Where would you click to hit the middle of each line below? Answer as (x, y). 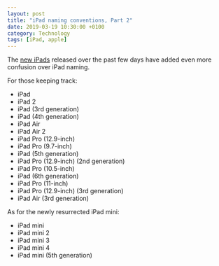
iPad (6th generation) (48, 176)
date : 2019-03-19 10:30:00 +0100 (56, 27)
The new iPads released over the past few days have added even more (109, 59)
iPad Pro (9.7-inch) (44, 146)
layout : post (26, 14)
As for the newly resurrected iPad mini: (63, 212)
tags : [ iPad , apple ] (37, 40)
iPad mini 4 (34, 248)
